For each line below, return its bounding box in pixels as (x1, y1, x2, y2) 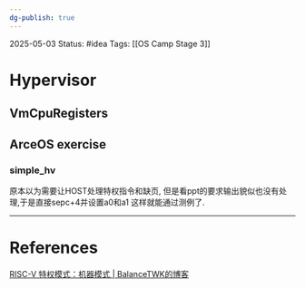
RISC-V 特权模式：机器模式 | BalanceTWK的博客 (9, 268, 189, 279)
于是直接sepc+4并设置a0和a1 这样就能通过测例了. (19, 197, 206, 207)
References (9, 237, 98, 258)
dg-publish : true (9, 13, 75, 23)
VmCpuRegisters (9, 106, 109, 121)
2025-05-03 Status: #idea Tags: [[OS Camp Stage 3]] (9, 38, 211, 49)
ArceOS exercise (9, 137, 107, 152)
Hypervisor (9, 70, 97, 91)
